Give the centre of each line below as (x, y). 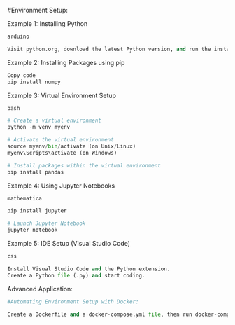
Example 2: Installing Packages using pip (66, 62)
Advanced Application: (40, 289)
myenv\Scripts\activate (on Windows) (62, 153)
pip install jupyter (37, 211)
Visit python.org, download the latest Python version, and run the (109, 49)
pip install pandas (36, 172)
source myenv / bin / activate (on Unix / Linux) (72, 146)
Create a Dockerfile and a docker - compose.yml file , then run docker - (112, 314)
